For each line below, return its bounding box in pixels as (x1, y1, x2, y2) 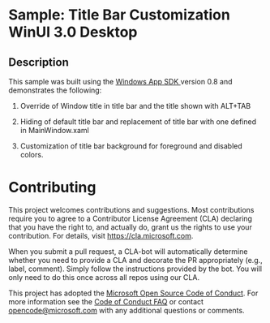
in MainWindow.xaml (19, 126, 89, 135)
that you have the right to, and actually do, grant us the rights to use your (8, 222, 253, 232)
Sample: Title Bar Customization (8, 6, 231, 24)
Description (8, 55, 69, 69)
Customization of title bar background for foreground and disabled (19, 141, 243, 151)
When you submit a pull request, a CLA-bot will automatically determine (8, 246, 248, 256)
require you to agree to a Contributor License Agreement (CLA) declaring (8, 213, 253, 223)
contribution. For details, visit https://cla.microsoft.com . (8, 230, 194, 240)
